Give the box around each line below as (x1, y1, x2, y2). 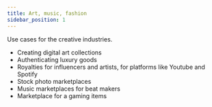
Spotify (16, 70, 38, 78)
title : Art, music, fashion (7, 10, 88, 17)
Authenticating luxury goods (16, 55, 97, 63)
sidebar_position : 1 (7, 16, 66, 23)
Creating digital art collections (16, 48, 102, 57)
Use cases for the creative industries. (7, 35, 113, 43)
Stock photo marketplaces (16, 77, 92, 85)
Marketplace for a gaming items (16, 91, 107, 100)
